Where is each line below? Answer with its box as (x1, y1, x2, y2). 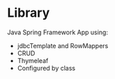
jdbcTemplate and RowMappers (17, 41, 109, 50)
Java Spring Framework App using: (7, 28, 108, 36)
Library (7, 5, 50, 21)
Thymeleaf (17, 56, 49, 64)
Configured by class (17, 64, 75, 72)
